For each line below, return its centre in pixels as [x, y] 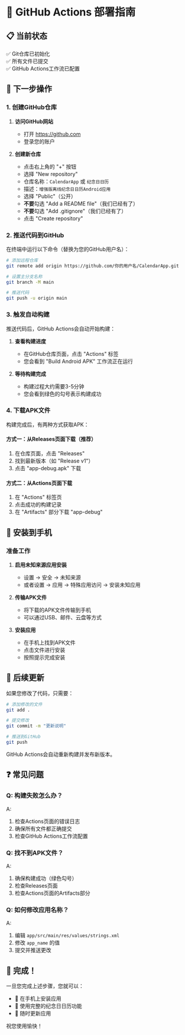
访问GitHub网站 [34, 121]
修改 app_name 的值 [37, 943]
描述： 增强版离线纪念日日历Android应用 [67, 189]
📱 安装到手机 [29, 533]
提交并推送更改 [33, 950]
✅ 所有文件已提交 [27, 61]
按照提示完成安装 [44, 657]
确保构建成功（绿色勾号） [46, 878]
